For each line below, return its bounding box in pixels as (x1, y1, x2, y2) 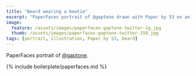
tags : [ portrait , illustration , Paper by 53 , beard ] (6, 36, 138, 42)
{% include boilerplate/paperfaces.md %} (6, 63, 107, 70)
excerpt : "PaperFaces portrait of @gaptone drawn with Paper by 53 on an (6, 14, 191, 20)
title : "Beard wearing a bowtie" (6, 8, 88, 15)
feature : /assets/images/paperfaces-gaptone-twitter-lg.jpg (11, 25, 161, 31)
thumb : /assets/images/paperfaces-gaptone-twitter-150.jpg (11, 30, 159, 36)
